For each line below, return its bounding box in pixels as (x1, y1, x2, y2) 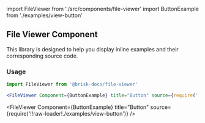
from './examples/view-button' (6, 12, 83, 19)
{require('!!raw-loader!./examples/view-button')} (6, 110, 129, 117)
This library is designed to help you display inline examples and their (6, 45, 179, 53)
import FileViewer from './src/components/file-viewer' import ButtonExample (6, 6, 199, 12)
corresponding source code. (6, 52, 78, 59)
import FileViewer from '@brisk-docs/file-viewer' (6, 81, 138, 88)
